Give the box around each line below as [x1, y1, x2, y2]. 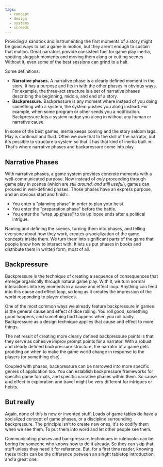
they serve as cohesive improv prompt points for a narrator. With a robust [5, 338, 152, 344]
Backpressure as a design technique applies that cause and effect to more [5, 319, 154, 324]
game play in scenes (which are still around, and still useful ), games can [5, 181, 149, 187]
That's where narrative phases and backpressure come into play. [5, 144, 135, 150]
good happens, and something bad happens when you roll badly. [5, 313, 135, 319]
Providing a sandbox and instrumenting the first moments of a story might [5, 38, 153, 44]
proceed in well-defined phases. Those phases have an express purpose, [5, 186, 152, 192]
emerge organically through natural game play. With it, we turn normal [5, 278, 145, 284]
